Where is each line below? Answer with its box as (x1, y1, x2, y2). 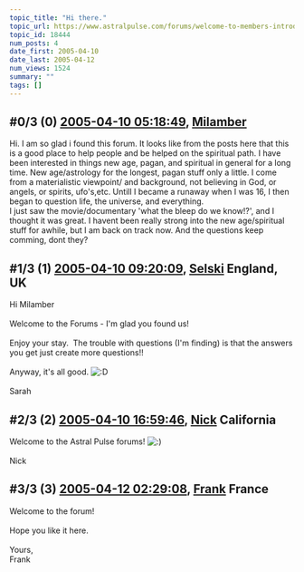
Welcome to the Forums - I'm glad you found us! (9, 318, 190, 329)
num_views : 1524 (9, 64, 71, 73)
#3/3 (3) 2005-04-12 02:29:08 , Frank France (9, 481, 270, 497)
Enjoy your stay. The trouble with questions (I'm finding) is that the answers (9, 337, 293, 349)
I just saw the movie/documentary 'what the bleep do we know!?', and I (9, 206, 274, 217)
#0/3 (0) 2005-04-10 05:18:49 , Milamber (9, 114, 247, 130)
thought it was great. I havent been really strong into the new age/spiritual (9, 215, 285, 227)
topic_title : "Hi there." (9, 13, 107, 23)
